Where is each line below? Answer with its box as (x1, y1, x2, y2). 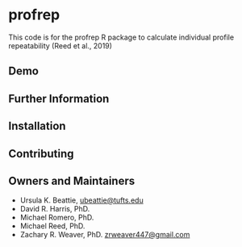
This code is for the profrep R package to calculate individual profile (8, 32, 235, 42)
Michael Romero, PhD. (19, 212, 94, 223)
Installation (8, 119, 66, 133)
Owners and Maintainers (8, 174, 136, 187)
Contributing (8, 147, 74, 161)
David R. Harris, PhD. (19, 204, 90, 214)
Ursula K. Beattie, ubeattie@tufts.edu (19, 195, 144, 205)
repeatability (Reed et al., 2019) (8, 40, 113, 50)
